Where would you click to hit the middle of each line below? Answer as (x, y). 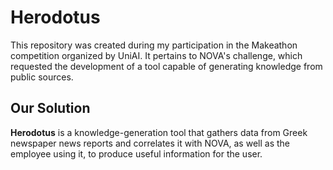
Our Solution (50, 108)
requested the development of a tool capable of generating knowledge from (166, 66)
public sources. (42, 77)
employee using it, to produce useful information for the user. (136, 153)
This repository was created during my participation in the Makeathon (154, 45)
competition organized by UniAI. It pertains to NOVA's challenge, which (156, 55)
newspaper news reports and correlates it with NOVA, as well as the (150, 143)
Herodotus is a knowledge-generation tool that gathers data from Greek (159, 132)
